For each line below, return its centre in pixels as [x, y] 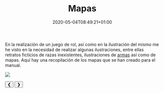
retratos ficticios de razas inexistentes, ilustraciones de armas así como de [80, 55]
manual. [13, 65]
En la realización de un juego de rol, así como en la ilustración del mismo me [82, 44]
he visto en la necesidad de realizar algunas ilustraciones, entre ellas [74, 49]
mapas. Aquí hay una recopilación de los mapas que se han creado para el [80, 60]
